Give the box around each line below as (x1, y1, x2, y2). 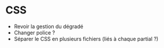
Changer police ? (13, 29, 55, 36)
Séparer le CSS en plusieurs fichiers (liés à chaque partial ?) (13, 35, 159, 42)
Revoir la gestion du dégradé (13, 23, 83, 30)
